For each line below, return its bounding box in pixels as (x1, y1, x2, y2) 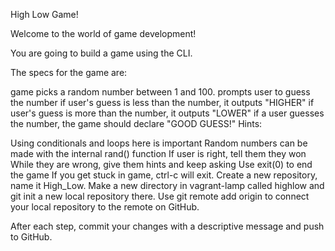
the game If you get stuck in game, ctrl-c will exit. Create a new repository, (10, 169, 318, 181)
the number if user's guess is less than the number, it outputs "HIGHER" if (10, 97, 315, 108)
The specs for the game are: (10, 67, 128, 78)
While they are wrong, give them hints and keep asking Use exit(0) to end (10, 159, 313, 170)
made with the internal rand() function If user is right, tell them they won (10, 148, 307, 159)
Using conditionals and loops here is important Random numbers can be (10, 137, 308, 149)
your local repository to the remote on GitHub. (10, 201, 200, 213)
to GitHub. (10, 231, 53, 243)
